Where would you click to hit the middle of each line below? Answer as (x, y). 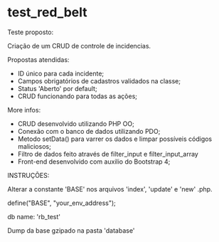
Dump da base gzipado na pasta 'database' (71, 230)
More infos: (24, 110)
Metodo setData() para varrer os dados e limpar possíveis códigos (115, 139)
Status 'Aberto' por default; (57, 88)
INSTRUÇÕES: (28, 175)
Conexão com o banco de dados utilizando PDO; (89, 131)
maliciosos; (34, 146)
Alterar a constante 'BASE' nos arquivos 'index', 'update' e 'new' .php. (110, 189)
